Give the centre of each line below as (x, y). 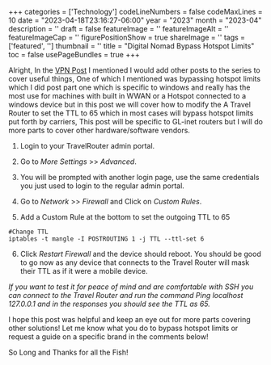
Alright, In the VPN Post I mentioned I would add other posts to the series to (134, 70)
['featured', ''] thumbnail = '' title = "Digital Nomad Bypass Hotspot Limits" (131, 46)
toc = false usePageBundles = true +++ (74, 55)
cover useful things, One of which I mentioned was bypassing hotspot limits (135, 79)
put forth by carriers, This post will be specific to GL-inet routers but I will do (135, 122)
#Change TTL (28, 232)
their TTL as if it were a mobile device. (84, 271)
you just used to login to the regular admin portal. (102, 186)
